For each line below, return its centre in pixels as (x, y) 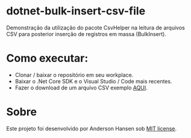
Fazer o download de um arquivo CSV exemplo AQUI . (81, 88)
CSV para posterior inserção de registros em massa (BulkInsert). (86, 34)
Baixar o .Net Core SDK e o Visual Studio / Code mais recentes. (93, 81)
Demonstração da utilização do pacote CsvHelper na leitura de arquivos (95, 28)
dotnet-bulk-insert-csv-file (76, 11)
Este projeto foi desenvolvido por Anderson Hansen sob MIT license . (92, 128)
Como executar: (47, 58)
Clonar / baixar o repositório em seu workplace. (74, 75)
